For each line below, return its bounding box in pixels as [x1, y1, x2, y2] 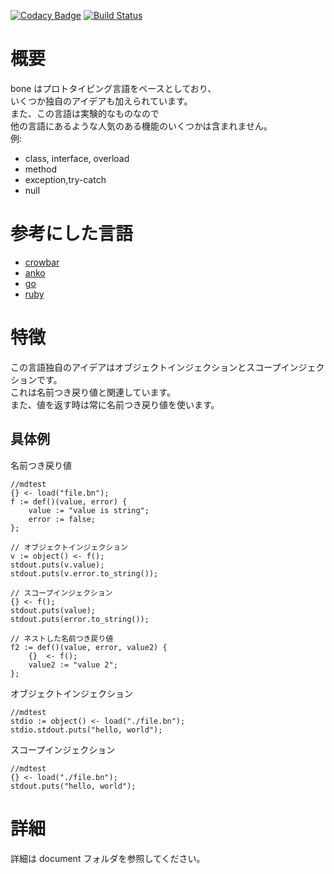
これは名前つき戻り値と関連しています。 [10, 386, 177, 398]
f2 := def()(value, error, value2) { [10, 642, 168, 652]
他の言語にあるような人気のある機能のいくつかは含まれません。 [10, 120, 273, 132]
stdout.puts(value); [10, 605, 97, 615]
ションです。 [10, 373, 63, 385]
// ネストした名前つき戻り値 [10, 633, 114, 644]
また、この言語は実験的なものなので [10, 107, 160, 119]
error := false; [28, 514, 97, 524]
